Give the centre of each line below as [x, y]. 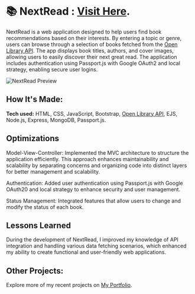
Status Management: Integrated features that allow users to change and [94, 201]
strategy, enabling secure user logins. [52, 69]
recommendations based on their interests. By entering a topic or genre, [94, 38]
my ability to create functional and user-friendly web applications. [86, 252]
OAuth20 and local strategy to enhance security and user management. [93, 189]
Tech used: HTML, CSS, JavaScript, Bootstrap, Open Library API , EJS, [92, 113]
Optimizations [32, 138]
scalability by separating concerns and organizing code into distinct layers [97, 165]
